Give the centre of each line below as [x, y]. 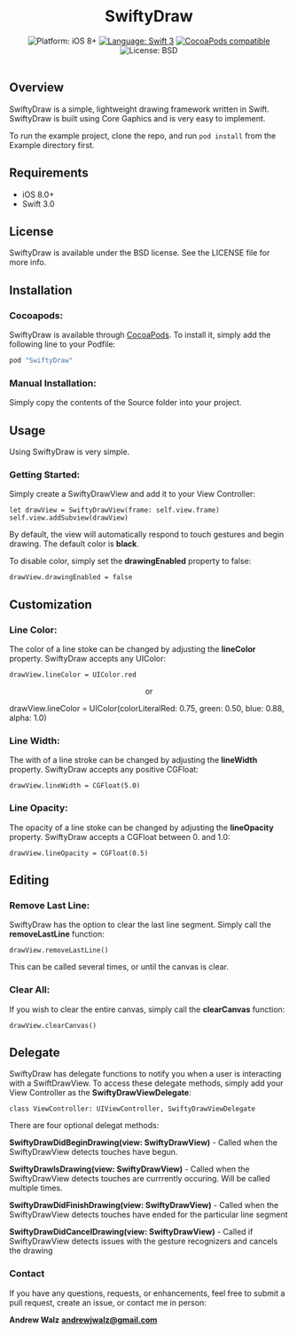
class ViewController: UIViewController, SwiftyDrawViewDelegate [132, 1109]
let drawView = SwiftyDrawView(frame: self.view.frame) [114, 510]
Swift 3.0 [38, 204]
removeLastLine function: [57, 934]
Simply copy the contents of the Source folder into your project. [125, 403]
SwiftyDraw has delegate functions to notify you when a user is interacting [145, 1074]
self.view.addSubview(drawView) [69, 518]
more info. [28, 263]
